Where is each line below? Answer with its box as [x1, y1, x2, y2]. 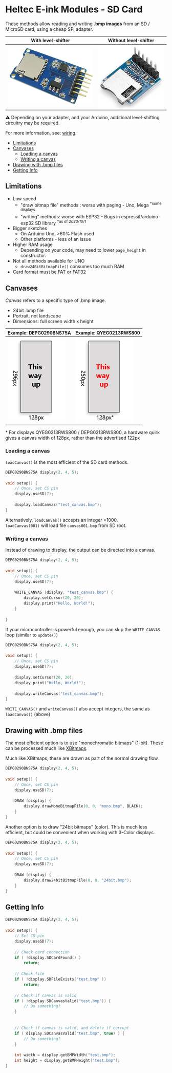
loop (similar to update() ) [5, 632, 58, 638]
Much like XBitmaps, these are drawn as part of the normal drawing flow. [5, 755, 159, 761]
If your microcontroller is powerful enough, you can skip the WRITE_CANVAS [5, 626, 160, 632]
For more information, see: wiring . [5, 129, 77, 136]
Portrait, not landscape [12, 313, 61, 319]
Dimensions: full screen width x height [12, 318, 94, 325]
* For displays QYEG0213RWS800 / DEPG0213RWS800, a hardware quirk [5, 429, 160, 435]
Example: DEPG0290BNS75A [7, 330, 72, 336]
